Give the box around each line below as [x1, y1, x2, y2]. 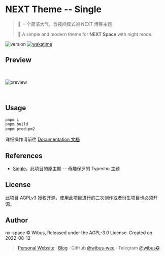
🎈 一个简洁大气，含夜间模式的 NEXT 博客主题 [17, 21, 112, 27]
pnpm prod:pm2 [5, 126, 36, 132]
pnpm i [5, 117, 19, 122]
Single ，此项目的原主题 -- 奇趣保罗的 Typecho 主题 [12, 166, 120, 171]
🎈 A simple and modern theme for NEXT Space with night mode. [17, 31, 153, 37]
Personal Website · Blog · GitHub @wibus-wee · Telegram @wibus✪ [17, 245, 160, 251]
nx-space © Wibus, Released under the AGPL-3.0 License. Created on [5, 230, 153, 236]
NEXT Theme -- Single [5, 4, 102, 15]
